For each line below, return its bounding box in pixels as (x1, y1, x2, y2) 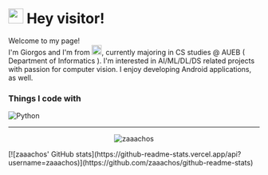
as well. (8, 73, 33, 82)
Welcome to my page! (8, 36, 81, 46)
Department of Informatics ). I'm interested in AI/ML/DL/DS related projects (8, 56, 255, 66)
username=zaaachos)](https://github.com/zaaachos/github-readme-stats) (8, 158, 254, 168)
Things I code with (8, 93, 81, 104)
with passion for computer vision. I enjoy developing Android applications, (8, 64, 252, 74)
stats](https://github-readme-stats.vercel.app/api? (75, 149, 242, 159)
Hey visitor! (26, 10, 105, 28)
